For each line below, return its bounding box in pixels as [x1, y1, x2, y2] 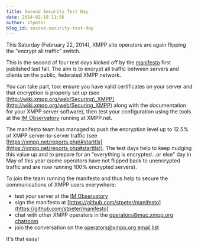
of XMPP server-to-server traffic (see [6, 132, 98, 139]
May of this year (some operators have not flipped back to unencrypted [6, 157, 180, 164]
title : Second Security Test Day [6, 8, 89, 15]
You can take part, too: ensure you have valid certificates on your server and [6, 83, 193, 90]
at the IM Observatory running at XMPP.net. [6, 115, 113, 122]
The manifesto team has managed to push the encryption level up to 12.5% [6, 126, 189, 133]
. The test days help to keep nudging [102, 145, 192, 152]
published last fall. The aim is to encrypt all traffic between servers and [6, 66, 179, 73]
